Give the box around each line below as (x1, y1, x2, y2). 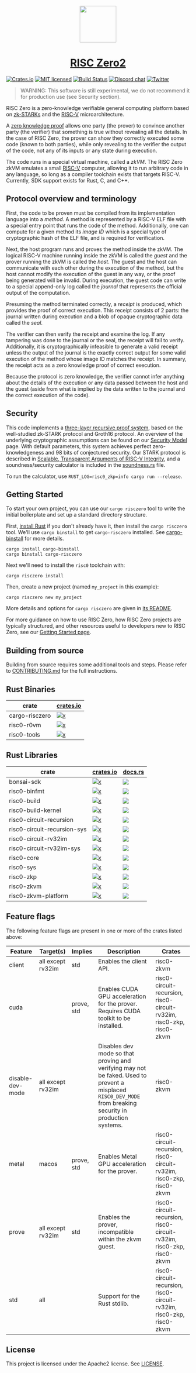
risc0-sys (9, 863, 37, 871)
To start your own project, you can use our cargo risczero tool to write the (6, 505, 185, 512)
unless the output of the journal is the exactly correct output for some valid (6, 349, 186, 356)
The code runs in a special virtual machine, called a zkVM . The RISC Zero (6, 158, 183, 165)
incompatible (98, 1227, 134, 1236)
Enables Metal (98, 1152, 137, 1161)
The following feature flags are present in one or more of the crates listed (6, 927, 183, 934)
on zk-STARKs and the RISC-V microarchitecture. (6, 111, 124, 118)
